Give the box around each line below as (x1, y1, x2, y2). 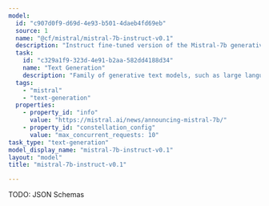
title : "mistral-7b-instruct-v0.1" (8, 161, 127, 169)
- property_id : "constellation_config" (22, 123, 156, 131)
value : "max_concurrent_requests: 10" (29, 131, 159, 139)
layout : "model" (8, 153, 62, 161)
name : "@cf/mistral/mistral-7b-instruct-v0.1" (15, 34, 174, 42)
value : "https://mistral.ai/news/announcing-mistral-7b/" (29, 116, 227, 124)
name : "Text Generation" (22, 64, 106, 72)
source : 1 (15, 26, 48, 34)
